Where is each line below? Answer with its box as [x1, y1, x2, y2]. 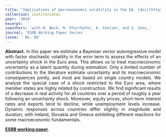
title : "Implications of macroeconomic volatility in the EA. [5, 7, 136, 12]
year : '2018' [5, 16, 32, 21]
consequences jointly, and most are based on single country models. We [5, 75, 161, 81]
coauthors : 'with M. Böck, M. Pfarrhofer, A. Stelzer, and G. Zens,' [5, 26, 152, 31]
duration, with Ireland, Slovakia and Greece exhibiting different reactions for [5, 111, 161, 117]
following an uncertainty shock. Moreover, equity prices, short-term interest [5, 95, 161, 101]
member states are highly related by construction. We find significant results [5, 85, 161, 91]
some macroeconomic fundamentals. [5, 117, 81, 123]
